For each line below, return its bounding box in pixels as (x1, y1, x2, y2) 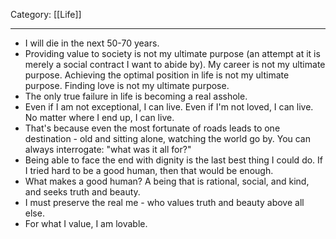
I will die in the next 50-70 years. (24, 37, 160, 49)
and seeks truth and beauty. (24, 186, 141, 198)
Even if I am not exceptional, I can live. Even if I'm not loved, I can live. (24, 101, 314, 113)
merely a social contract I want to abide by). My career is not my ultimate (24, 59, 326, 70)
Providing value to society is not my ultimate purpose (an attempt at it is (24, 48, 321, 59)
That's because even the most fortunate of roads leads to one (24, 122, 281, 134)
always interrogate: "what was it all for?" (24, 144, 192, 155)
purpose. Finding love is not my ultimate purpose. (24, 80, 230, 91)
